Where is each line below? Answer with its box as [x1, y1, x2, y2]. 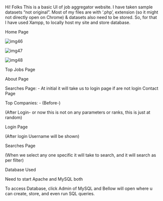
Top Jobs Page [5, 67, 36, 72]
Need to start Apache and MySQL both [5, 176, 83, 182]
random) [5, 115, 22, 120]
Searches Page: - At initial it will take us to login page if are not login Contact [5, 85, 159, 91]
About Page [5, 76, 29, 82]
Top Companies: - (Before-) [5, 100, 61, 106]
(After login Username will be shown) [5, 134, 80, 139]
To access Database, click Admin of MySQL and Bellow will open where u [5, 185, 153, 191]
